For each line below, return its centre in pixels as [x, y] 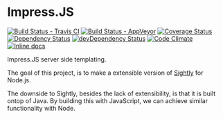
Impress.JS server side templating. [57, 59]
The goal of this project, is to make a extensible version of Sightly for [105, 73]
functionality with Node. [42, 108]
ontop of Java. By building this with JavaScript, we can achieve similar [108, 100]
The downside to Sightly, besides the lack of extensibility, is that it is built [111, 93]
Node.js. [19, 80]
